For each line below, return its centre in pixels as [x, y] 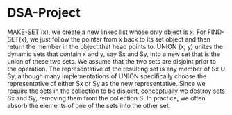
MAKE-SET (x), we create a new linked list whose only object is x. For [107, 32]
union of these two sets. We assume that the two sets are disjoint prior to [112, 61]
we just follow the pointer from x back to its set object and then [120, 39]
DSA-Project [44, 13]
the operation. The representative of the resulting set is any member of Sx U [116, 69]
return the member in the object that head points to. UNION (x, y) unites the [115, 46]
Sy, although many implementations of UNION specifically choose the [107, 76]
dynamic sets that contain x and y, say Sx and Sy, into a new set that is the [114, 54]
